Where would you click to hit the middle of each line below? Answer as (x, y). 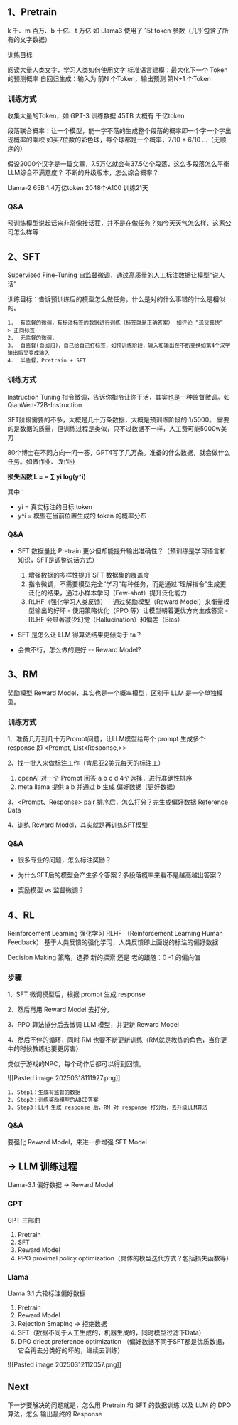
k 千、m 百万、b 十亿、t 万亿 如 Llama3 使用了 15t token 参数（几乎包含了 (115, 31)
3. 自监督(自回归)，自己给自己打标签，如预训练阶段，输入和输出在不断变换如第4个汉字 (119, 346)
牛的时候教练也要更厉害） (45, 1049)
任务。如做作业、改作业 (42, 461)
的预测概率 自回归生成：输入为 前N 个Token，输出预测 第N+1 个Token (109, 78)
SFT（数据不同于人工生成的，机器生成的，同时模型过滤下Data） (111, 1332)
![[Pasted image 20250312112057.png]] (65, 1364)
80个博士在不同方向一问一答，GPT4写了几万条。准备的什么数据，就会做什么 (119, 452)
